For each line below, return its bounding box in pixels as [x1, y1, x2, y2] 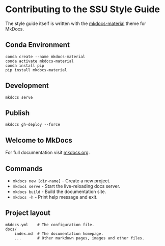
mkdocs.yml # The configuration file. [5, 222, 95, 227]
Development [5, 81, 49, 90]
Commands [5, 164, 43, 173]
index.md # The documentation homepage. [14, 231, 103, 236]
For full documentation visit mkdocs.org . [5, 149, 90, 156]
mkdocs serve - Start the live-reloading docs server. [12, 183, 121, 189]
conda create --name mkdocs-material [5, 54, 86, 59]
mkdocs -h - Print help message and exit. [12, 194, 98, 200]
